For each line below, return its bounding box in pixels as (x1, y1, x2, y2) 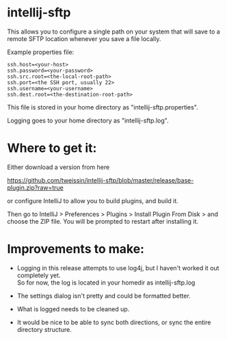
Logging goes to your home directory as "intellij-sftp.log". (7, 116, 169, 125)
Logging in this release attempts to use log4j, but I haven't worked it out (16, 263, 219, 272)
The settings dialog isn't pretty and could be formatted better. (16, 291, 191, 300)
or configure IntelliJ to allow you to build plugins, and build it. (7, 196, 179, 205)
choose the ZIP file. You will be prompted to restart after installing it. (7, 217, 199, 225)
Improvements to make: (7, 241, 145, 257)
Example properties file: (7, 48, 75, 56)
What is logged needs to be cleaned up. (16, 304, 130, 313)
